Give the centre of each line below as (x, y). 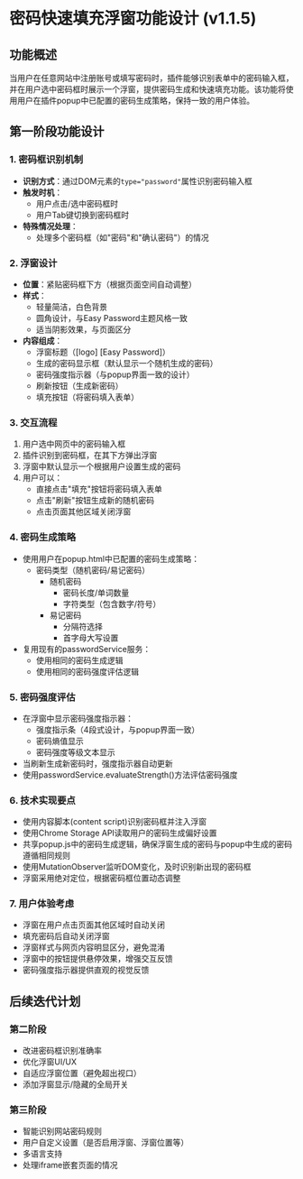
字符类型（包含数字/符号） (112, 603)
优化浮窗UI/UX (49, 1062)
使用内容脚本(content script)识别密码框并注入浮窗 (115, 822)
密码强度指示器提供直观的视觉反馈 (86, 970)
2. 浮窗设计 (33, 263)
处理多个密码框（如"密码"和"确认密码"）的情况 (122, 237)
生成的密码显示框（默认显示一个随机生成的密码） (127, 363)
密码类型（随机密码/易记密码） (93, 570)
